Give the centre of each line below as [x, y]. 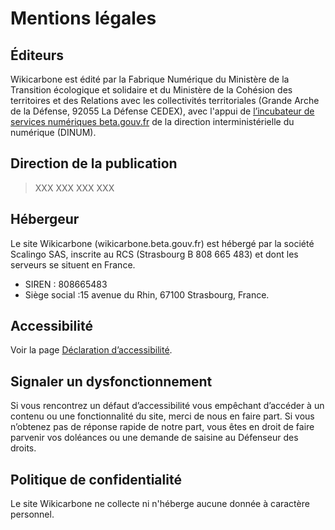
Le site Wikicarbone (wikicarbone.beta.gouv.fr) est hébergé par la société [162, 243]
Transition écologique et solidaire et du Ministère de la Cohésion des [151, 90]
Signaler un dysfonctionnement [111, 381]
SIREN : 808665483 [66, 284]
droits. [23, 448]
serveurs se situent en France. [73, 264]
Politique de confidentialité [96, 479]
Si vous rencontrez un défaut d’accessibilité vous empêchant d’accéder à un [167, 406]
